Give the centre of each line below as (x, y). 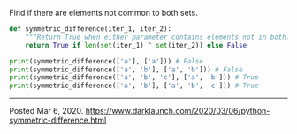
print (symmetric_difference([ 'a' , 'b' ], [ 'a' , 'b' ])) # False (126, 70)
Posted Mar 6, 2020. (46, 111)
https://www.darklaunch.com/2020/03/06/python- (178, 111)
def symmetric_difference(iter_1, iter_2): (91, 29)
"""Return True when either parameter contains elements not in (146, 37)
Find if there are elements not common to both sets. (103, 13)
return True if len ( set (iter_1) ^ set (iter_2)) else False (136, 45)
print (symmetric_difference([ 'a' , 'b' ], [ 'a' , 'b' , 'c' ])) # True (134, 86)
